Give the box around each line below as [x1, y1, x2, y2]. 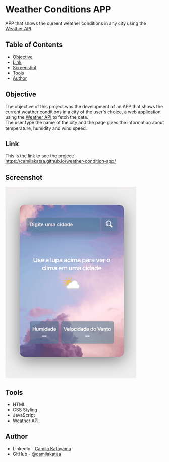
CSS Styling [12, 407, 38, 413]
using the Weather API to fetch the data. [5, 114, 88, 120]
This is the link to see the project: [5, 153, 74, 159]
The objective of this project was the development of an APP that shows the [5, 103, 163, 109]
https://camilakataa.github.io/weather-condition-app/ [5, 158, 116, 164]
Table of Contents [5, 40, 63, 49]
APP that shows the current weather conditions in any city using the [5, 20, 146, 26]
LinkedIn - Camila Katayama [12, 445, 72, 451]
